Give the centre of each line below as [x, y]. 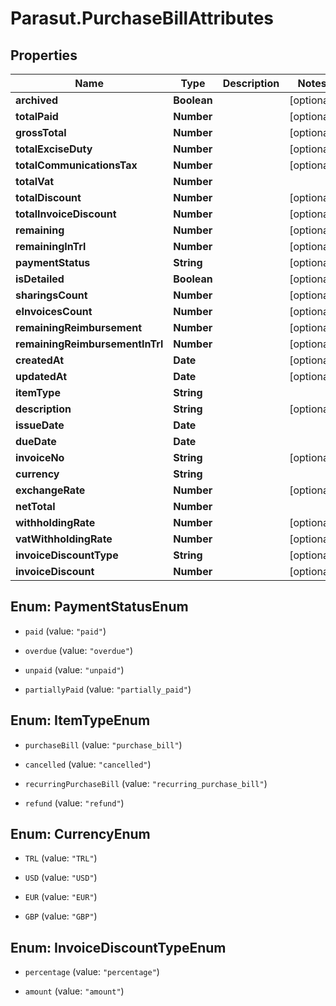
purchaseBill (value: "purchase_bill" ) [103, 744]
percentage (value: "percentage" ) [92, 972]
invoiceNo [40, 457]
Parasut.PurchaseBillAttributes [142, 18]
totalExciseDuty [54, 149]
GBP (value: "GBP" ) [61, 916]
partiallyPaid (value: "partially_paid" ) [108, 689]
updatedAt [41, 376]
